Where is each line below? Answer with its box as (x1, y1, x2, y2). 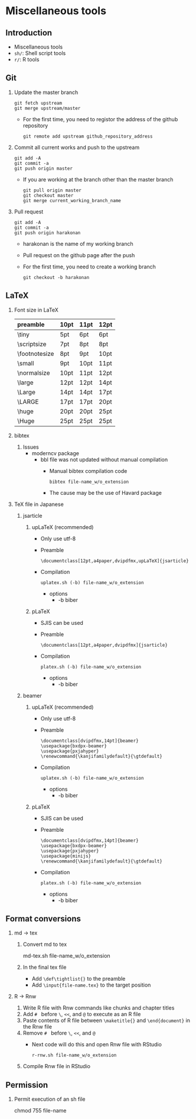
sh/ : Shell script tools (14, 50, 66, 57)
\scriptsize (17, 340, 47, 348)
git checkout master (22, 192, 74, 199)
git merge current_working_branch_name (22, 197, 122, 203)
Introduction (5, 28, 53, 38)
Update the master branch (14, 89, 79, 96)
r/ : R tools (14, 56, 40, 63)
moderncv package (31, 449, 79, 456)
